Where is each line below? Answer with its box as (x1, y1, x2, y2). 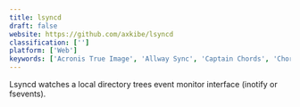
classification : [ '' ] (9, 37, 90, 47)
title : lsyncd (9, 12, 62, 22)
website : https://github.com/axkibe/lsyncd (9, 29, 174, 38)
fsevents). (9, 88, 46, 99)
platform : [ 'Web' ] (9, 46, 78, 55)
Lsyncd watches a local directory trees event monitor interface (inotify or (9, 79, 279, 89)
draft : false (9, 21, 58, 30)
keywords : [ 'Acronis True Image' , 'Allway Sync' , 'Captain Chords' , (9, 54, 270, 63)
